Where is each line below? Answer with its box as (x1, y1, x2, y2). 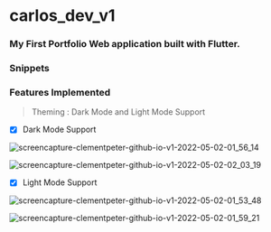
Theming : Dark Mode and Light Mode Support (31, 107, 206, 117)
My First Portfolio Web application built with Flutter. (9, 38, 241, 51)
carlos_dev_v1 (9, 5, 116, 26)
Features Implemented (9, 86, 111, 98)
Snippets (9, 62, 50, 75)
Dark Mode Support (22, 124, 97, 135)
